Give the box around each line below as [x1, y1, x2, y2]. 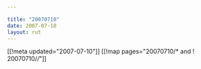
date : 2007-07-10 [7, 22, 57, 29]
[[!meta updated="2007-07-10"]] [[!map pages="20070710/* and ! [7, 47, 195, 55]
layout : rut [7, 29, 41, 36]
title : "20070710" [7, 16, 60, 23]
